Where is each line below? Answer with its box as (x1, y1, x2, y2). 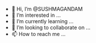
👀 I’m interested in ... (11, 12, 61, 19)
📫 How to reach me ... (11, 31, 66, 37)
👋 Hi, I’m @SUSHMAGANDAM (11, 6, 83, 12)
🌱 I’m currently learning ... (11, 18, 74, 24)
